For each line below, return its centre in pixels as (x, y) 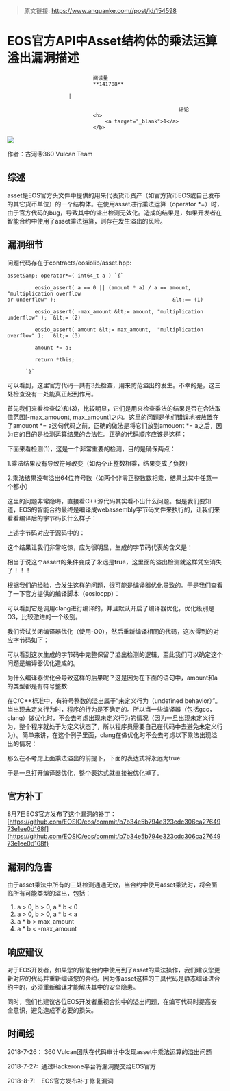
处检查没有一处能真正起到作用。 (52, 394)
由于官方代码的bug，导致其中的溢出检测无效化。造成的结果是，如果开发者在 (115, 213)
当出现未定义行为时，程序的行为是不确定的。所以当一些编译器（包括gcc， (111, 709)
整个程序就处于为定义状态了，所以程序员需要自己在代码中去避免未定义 (118, 726)
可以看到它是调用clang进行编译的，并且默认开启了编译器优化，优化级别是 (111, 608)
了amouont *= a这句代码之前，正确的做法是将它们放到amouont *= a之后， (112, 425)
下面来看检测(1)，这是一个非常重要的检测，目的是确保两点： (91, 448)
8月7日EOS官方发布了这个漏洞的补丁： (62, 814)
